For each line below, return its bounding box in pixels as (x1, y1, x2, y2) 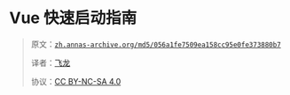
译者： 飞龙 (30, 57, 71, 68)
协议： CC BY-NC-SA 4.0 (30, 76, 121, 86)
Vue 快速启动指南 (9, 8, 137, 28)
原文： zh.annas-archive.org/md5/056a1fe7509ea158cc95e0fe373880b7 (30, 39, 281, 49)
